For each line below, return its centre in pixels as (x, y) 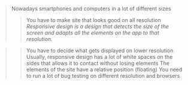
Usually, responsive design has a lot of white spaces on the (99, 57)
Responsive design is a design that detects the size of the (97, 26)
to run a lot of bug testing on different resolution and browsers (103, 76)
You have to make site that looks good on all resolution (93, 20)
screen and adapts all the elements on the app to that (93, 33)
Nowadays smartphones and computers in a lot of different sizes (91, 9)
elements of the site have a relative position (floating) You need (104, 70)
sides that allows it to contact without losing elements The (98, 63)
